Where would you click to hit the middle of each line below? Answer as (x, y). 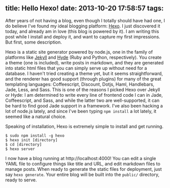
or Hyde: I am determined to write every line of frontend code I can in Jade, (84, 95)
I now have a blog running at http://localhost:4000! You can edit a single (81, 158)
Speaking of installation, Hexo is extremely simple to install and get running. (84, 126)
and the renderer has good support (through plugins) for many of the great (83, 79)
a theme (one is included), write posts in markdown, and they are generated (84, 62)
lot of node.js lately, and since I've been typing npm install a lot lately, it (81, 111)
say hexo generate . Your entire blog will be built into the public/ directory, (82, 174)
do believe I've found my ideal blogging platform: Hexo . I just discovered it (83, 26)
